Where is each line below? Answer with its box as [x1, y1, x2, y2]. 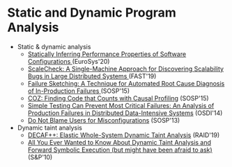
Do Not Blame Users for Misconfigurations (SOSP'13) [27, 116, 180, 124]
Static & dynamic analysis [17, 42, 91, 51]
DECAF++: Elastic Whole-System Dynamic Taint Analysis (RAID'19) [27, 130, 220, 139]
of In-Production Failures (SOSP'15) [27, 87, 130, 95]
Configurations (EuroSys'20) [27, 57, 110, 65]
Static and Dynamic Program [7, 5, 176, 21]
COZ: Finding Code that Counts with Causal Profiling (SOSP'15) [27, 94, 209, 102]
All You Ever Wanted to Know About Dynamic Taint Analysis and [27, 138, 211, 146]
